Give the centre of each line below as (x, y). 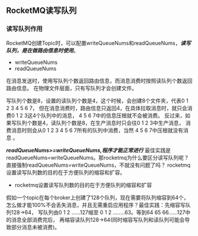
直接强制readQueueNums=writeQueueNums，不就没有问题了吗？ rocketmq (98, 165)
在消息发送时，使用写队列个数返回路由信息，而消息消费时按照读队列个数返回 (99, 80)
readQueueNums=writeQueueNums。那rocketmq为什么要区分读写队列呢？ (98, 157)
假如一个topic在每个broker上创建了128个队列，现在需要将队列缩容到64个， (98, 198)
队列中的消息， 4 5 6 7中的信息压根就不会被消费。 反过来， (113, 115)
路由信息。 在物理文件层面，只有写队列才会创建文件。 (72, 88)
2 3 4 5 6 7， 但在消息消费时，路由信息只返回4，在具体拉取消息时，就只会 (97, 108)
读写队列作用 (25, 29)
